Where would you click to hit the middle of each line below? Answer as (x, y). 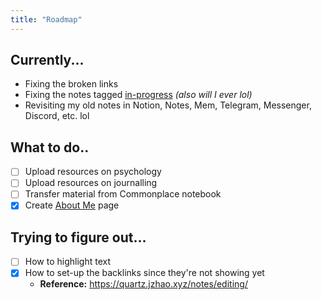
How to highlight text (67, 262)
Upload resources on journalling (91, 183)
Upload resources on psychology (93, 172)
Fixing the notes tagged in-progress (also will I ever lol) (138, 95)
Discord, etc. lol (57, 116)
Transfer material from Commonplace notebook (123, 194)
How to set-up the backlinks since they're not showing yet (144, 273)
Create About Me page (72, 205)
